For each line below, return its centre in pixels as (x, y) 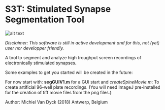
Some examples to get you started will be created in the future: (69, 72)
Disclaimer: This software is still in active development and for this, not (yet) (82, 42)
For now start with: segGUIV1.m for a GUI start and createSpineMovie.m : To (82, 82)
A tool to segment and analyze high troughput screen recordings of (73, 57)
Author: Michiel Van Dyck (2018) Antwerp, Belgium (57, 102)
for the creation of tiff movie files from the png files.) (58, 92)
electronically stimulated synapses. (41, 63)
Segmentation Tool (45, 19)
